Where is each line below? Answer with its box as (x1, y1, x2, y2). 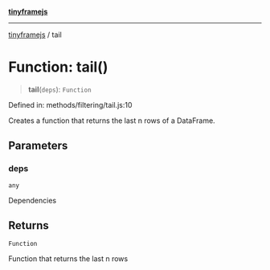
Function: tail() (8, 58, 108, 76)
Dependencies (8, 195, 57, 205)
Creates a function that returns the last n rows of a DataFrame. (8, 116, 215, 125)
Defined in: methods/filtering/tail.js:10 (8, 100, 133, 109)
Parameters (8, 139, 68, 153)
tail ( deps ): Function (27, 84, 92, 94)
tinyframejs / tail (8, 30, 62, 39)
